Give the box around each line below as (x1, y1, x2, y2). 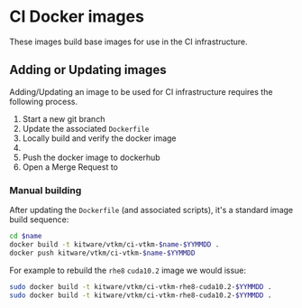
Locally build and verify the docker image (22, 133, 178, 144)
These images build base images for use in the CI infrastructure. (9, 36, 248, 47)
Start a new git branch (22, 113, 105, 124)
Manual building (9, 183, 82, 196)
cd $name (9, 232, 42, 241)
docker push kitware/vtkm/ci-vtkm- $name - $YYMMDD (9, 248, 196, 257)
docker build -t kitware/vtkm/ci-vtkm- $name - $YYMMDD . (9, 239, 220, 249)
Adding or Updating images (9, 62, 167, 78)
